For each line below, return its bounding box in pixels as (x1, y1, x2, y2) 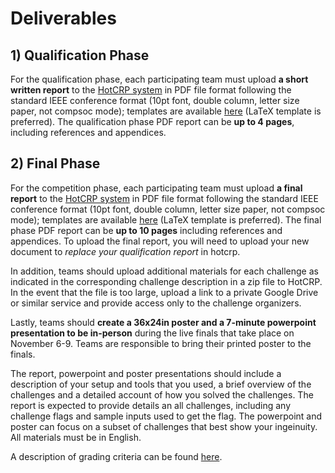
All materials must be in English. (10, 431, 142, 443)
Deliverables (10, 7, 117, 30)
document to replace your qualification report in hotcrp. (10, 245, 241, 257)
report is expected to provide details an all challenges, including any (10, 399, 292, 411)
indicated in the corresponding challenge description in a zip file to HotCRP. (10, 275, 323, 287)
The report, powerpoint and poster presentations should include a (10, 367, 282, 379)
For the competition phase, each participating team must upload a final (10, 182, 303, 194)
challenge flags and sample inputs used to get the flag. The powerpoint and (10, 410, 323, 422)
